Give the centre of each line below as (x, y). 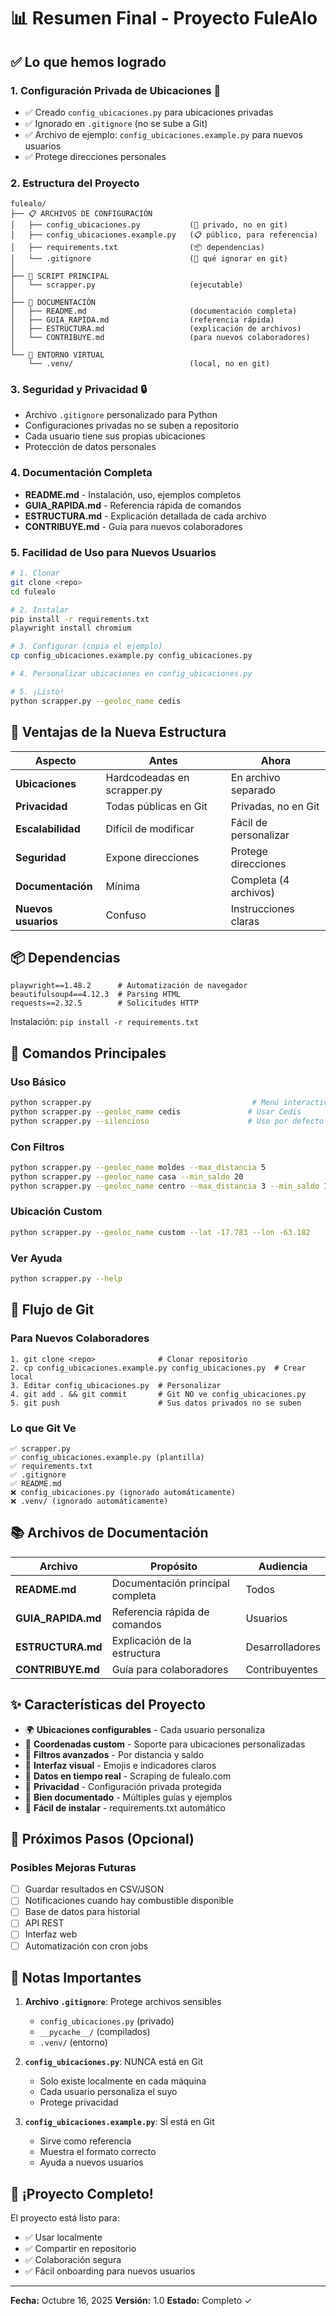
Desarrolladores (283, 1647)
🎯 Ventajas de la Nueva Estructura (118, 732)
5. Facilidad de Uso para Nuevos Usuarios (113, 552)
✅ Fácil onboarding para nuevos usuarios (110, 2271)
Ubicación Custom (56, 1212)
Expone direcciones (152, 857)
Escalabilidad (48, 828)
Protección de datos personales (90, 447)
